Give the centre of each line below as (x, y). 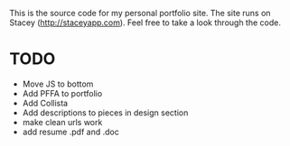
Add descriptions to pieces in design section (105, 113)
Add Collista (45, 103)
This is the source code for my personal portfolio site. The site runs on (140, 13)
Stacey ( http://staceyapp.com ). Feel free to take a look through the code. (145, 23)
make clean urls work (62, 122)
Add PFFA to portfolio (62, 93)
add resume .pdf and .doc (70, 132)
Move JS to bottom (58, 84)
